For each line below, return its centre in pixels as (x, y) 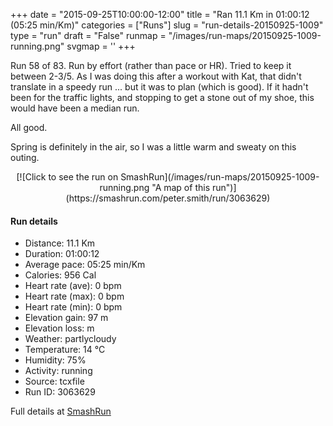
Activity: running (58, 371)
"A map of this (181, 187)
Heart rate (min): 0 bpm (73, 307)
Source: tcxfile (54, 381)
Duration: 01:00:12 (62, 254)
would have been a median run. (75, 108)
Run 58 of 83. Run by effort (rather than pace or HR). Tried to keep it (151, 65)
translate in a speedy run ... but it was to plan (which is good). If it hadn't (159, 87)
